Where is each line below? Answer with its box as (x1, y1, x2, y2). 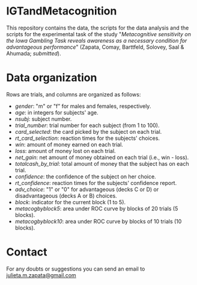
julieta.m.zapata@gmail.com (6, 271, 76, 278)
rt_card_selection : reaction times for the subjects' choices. (14, 134, 160, 142)
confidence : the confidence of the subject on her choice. (14, 173, 156, 180)
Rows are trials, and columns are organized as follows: (6, 90, 141, 98)
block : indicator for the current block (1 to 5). (14, 198, 126, 205)
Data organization (6, 71, 97, 85)
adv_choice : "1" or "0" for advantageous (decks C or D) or (14, 186, 159, 193)
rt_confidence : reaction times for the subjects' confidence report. (14, 179, 177, 186)
